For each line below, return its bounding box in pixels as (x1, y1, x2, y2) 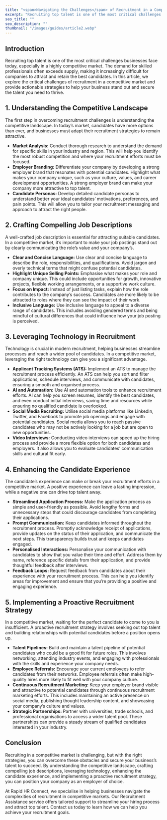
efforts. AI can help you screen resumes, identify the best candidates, (12, 392, 156, 398)
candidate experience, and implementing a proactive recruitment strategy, (5, 773, 157, 779)
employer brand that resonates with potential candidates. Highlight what (12, 169, 161, 175)
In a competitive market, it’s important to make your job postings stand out (5, 239, 158, 245)
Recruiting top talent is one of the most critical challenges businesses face (5, 57, 158, 63)
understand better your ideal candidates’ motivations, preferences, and (12, 196, 159, 202)
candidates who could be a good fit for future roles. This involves (12, 650, 146, 656)
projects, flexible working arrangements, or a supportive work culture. (12, 280, 156, 287)
